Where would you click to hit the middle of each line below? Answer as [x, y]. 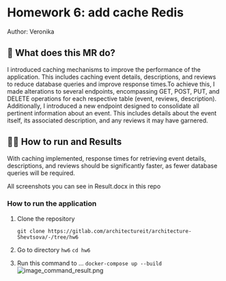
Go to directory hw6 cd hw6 [54, 250]
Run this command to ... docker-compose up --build [89, 263]
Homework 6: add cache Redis [96, 13]
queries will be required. [41, 173]
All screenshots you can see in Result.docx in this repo [84, 186]
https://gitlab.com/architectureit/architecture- [119, 231]
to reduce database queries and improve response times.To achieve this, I [111, 84]
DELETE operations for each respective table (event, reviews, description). [112, 98]
